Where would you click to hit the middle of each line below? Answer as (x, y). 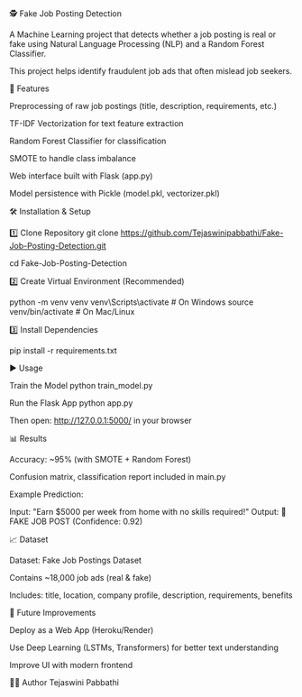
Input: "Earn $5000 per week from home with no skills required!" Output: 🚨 (148, 512)
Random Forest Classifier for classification (88, 141)
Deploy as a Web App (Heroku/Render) (82, 630)
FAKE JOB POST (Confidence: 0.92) (76, 521)
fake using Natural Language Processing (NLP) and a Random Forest (137, 44)
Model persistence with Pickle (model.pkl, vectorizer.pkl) (115, 193)
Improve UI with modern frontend (71, 665)
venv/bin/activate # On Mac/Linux (72, 312)
